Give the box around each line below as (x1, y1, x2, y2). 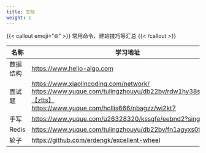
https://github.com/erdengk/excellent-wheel (31, 135, 161, 144)
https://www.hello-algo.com (31, 64, 113, 73)
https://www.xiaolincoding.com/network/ (31, 79, 150, 88)
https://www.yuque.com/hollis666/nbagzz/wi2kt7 (31, 104, 177, 112)
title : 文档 (6, 9, 35, 15)
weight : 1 (6, 15, 32, 21)
